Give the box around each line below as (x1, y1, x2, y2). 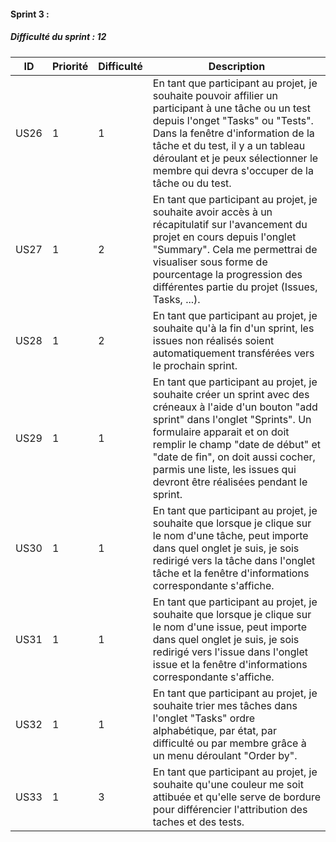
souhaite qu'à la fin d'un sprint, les (152, 321, 315, 335)
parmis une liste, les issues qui (152, 462, 297, 476)
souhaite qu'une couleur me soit (152, 777, 304, 791)
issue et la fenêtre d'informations (152, 657, 308, 671)
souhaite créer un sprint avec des (152, 387, 310, 401)
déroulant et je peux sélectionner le (152, 151, 319, 165)
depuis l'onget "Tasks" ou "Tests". (152, 113, 314, 127)
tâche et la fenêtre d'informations (152, 566, 310, 580)
